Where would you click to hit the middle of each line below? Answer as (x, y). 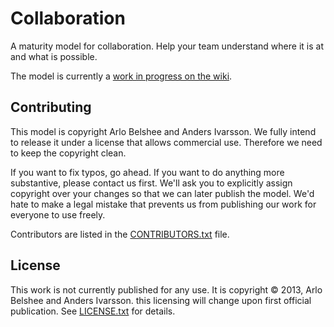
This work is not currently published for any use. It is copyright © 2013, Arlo (166, 289)
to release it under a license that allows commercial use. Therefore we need (166, 142)
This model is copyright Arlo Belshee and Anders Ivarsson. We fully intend (163, 131)
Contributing (51, 107)
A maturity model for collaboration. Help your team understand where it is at (167, 46)
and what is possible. (54, 56)
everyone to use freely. (58, 214)
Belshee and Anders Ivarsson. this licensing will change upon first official (161, 300)
